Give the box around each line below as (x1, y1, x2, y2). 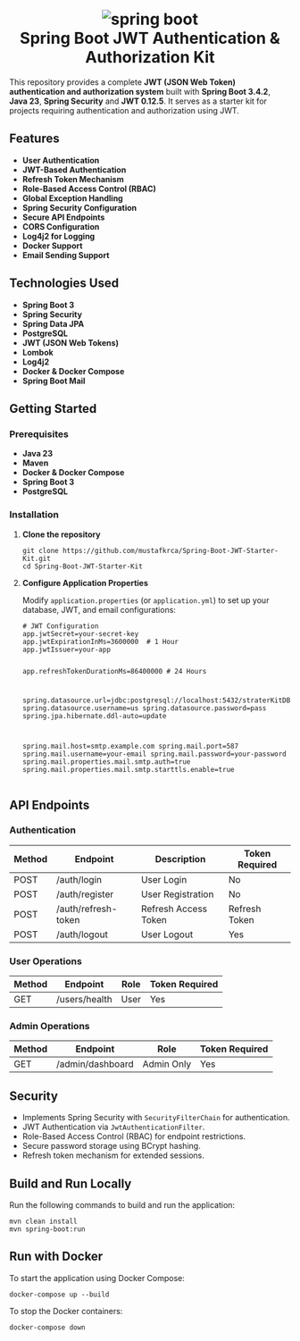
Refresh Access (141, 902, 208, 915)
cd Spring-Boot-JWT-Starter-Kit (21, 562, 143, 571)
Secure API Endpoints (21, 212, 105, 222)
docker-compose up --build (9, 1290, 110, 1299)
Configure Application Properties (21, 577, 149, 588)
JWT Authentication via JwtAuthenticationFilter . (21, 1121, 205, 1133)
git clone (21, 546, 60, 555)
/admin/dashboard (56, 1058, 134, 1070)
